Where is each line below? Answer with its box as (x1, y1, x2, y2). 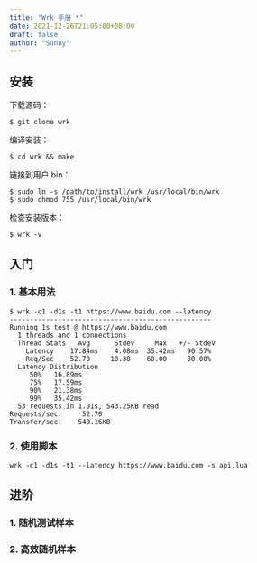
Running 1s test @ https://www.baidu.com (9, 322, 168, 331)
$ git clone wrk (9, 118, 70, 127)
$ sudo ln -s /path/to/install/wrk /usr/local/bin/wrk (9, 187, 220, 196)
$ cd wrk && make (9, 152, 75, 162)
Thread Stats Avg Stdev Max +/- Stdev (17, 339, 216, 348)
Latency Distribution (17, 362, 99, 371)
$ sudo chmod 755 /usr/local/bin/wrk (9, 195, 151, 204)
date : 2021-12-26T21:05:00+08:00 (9, 22, 135, 31)
